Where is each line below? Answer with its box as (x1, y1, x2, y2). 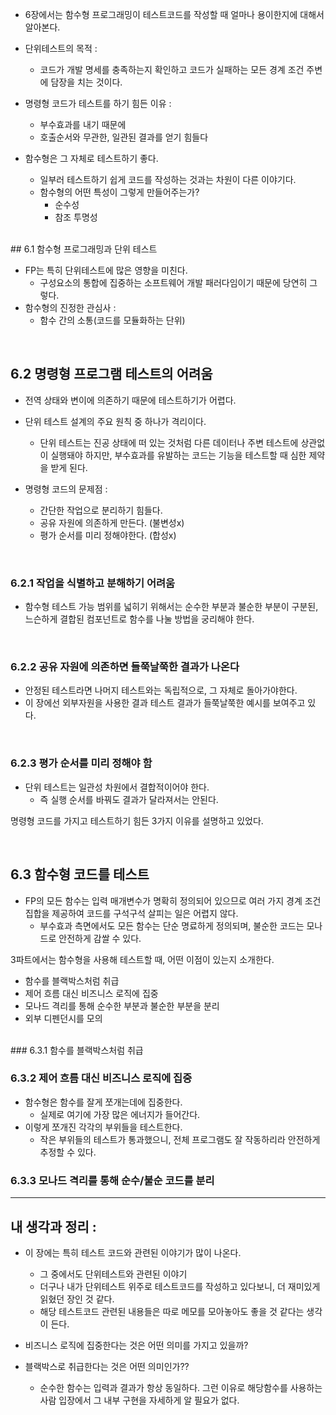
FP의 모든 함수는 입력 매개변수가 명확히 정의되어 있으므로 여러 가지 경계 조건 (24, 894, 322, 907)
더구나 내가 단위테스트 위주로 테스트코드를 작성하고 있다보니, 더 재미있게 (39, 1280, 321, 1292)
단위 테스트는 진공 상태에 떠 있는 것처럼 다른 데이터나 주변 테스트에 (39, 436, 299, 448)
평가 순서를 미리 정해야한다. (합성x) (39, 529, 177, 541)
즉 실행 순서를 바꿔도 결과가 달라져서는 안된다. (39, 793, 219, 805)
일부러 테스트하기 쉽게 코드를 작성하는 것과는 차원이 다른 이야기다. (39, 174, 297, 185)
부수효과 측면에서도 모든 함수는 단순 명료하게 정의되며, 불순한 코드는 (39, 919, 305, 932)
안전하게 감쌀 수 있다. (58, 932, 142, 944)
